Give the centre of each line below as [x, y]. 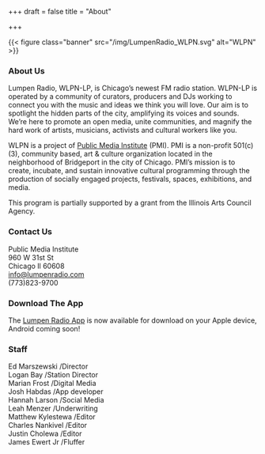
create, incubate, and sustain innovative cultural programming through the [129, 171]
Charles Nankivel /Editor [48, 426]
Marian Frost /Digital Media [52, 384]
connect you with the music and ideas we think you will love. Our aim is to [129, 105]
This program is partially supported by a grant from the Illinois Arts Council [130, 203]
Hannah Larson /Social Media [56, 400]
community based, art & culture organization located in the [117, 154]
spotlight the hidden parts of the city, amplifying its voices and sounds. [124, 113]
